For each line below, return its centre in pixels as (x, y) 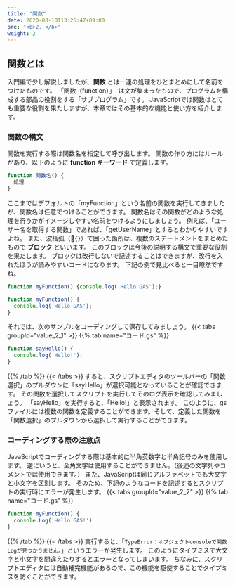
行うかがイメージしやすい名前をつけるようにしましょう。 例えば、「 (117, 220)
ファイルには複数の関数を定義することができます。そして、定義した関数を (114, 411)
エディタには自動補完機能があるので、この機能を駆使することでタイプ (121, 568)
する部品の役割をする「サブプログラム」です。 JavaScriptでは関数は (112, 100)
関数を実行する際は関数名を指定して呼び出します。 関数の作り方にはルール (115, 154)
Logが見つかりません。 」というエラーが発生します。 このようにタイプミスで (112, 550)
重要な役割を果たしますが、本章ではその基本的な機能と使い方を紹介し (114, 108)
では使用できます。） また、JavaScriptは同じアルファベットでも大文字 (126, 475)
